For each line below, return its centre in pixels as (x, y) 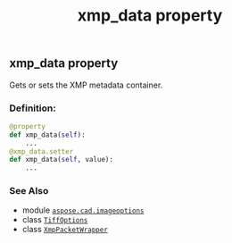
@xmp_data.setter (41, 151)
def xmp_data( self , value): (62, 160)
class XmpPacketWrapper (65, 230)
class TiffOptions (55, 220)
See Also (29, 191)
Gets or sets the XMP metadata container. (86, 85)
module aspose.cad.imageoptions (83, 210)
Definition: (33, 108)
